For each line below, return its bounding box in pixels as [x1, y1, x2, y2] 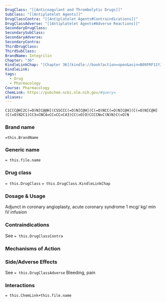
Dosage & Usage [5, 193, 46, 200]
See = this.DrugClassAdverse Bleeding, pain [5, 269, 95, 275]
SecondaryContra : [5, 40, 41, 44]
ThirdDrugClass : [5, 44, 39, 49]
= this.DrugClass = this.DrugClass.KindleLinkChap [5, 181, 111, 186]
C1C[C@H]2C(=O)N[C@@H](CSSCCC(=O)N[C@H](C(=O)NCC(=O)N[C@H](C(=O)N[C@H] [5, 108, 158, 113]
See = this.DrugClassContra [5, 233, 63, 239]
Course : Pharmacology [5, 85, 50, 90]
